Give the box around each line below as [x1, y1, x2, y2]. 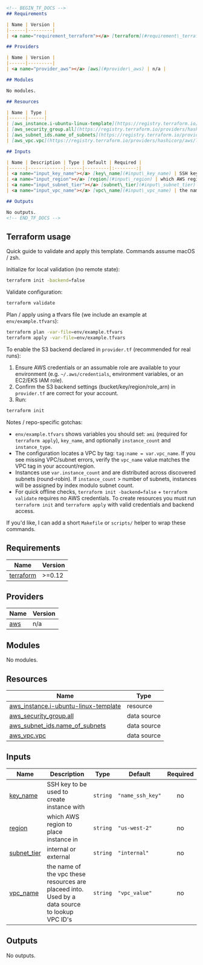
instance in [47, 835, 79, 844]
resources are [47, 877, 86, 886]
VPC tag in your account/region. [14, 462, 95, 470]
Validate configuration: [6, 288, 63, 295]
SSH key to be [47, 779, 88, 788]
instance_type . [14, 443, 53, 450]
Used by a [47, 892, 76, 901]
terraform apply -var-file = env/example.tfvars [6, 335, 126, 341]
